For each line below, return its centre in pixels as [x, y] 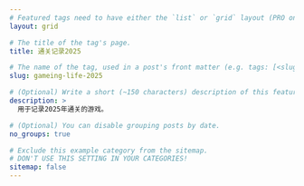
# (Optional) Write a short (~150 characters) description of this [139, 93]
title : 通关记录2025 [45, 51]
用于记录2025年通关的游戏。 [63, 109]
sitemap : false [38, 167]
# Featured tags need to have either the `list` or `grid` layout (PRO [147, 18]
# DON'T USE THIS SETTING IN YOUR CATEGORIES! [99, 159]
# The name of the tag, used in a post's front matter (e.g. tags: [139, 68]
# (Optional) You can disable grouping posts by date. [115, 125]
